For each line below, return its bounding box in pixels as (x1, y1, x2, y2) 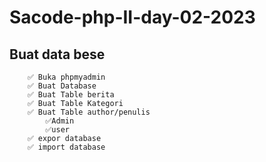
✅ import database (27, 142, 106, 152)
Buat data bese (9, 46, 106, 63)
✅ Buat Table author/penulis (27, 107, 151, 117)
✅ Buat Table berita (27, 90, 115, 100)
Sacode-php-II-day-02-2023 (9, 6, 256, 29)
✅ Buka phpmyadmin (27, 72, 106, 82)
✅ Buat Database (27, 81, 97, 91)
